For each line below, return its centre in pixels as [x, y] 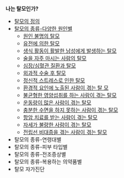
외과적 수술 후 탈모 [44, 73]
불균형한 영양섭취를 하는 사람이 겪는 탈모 [70, 95]
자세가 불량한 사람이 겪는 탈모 [57, 125]
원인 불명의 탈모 [41, 36]
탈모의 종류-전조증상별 [40, 154]
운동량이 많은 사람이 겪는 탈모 [57, 103]
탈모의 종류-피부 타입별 [41, 147]
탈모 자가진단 [29, 169]
